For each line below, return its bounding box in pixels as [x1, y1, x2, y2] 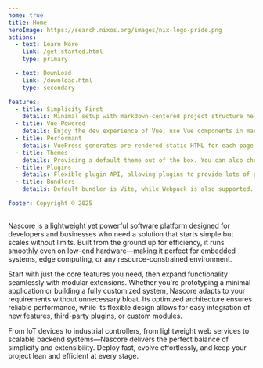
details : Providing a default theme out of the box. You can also [22, 156, 243, 164]
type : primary [22, 56, 68, 63]
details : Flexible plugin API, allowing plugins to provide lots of [22, 171, 250, 179]
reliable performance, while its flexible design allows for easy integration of [8, 302, 250, 312]
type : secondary [22, 84, 76, 92]
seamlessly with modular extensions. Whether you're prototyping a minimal [8, 277, 251, 287]
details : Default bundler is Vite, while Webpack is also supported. [22, 186, 254, 193]
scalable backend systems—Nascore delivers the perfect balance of [8, 334, 229, 344]
